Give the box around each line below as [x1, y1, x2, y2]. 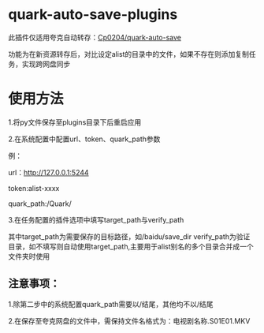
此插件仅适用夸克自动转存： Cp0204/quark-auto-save [8, 32, 181, 42]
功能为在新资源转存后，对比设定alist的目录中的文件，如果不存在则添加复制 [8, 49, 250, 58]
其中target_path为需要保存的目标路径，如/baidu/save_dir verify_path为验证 [8, 231, 251, 241]
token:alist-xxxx [8, 183, 60, 193]
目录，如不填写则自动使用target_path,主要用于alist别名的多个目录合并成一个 [8, 241, 254, 251]
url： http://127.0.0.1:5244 [8, 167, 89, 177]
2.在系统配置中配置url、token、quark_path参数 [8, 134, 161, 144]
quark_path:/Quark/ [8, 199, 73, 208]
